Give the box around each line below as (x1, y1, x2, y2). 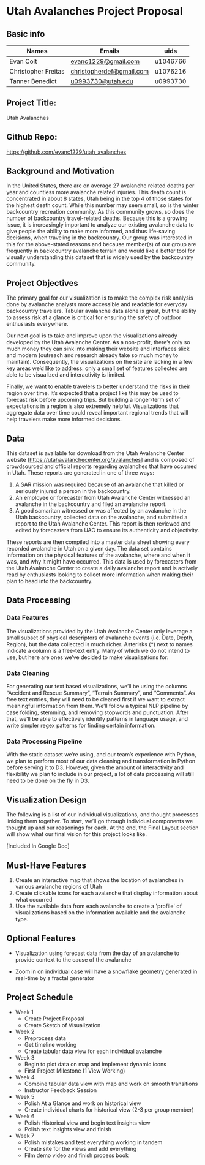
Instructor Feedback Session (24, 1086, 97, 1094)
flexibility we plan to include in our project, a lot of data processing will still (6, 771, 194, 778)
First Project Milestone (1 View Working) (24, 1067, 125, 1074)
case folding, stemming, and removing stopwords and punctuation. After (6, 709, 189, 716)
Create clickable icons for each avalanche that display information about (15, 889, 198, 897)
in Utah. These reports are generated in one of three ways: (6, 469, 155, 477)
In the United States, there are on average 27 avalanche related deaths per (6, 182, 195, 189)
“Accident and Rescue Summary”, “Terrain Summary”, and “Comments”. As (6, 689, 195, 696)
